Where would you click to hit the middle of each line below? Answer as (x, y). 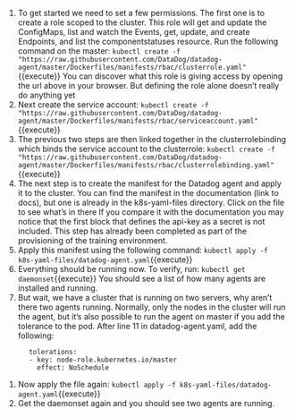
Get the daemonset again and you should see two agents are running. (146, 403)
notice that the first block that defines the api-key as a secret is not (141, 221)
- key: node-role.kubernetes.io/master (102, 360)
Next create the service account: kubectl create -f (113, 105)
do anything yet (46, 95)
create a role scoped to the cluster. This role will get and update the (142, 22)
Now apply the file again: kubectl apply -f (97, 384)
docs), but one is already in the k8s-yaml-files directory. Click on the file (151, 202)
